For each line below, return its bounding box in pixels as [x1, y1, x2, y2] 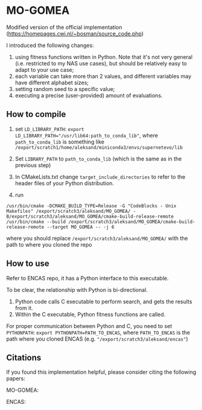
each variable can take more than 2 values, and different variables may [14, 72, 192, 80]
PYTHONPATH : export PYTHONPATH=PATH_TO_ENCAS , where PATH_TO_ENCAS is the [6, 329, 191, 336]
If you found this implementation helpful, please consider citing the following [6, 368, 197, 376]
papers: [6, 375, 25, 382]
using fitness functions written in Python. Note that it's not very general [14, 53, 193, 60]
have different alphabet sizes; [14, 79, 89, 86]
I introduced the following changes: [6, 42, 95, 49]
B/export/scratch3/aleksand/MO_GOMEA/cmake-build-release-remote [6, 213, 174, 219]
